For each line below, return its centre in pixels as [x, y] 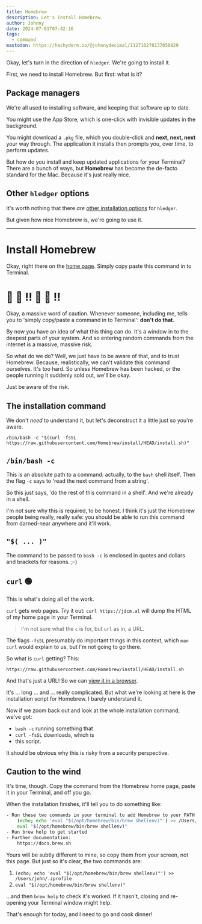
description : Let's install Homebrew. [55, 17]
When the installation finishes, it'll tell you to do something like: [84, 804]
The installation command [56, 406]
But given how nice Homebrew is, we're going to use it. [75, 220]
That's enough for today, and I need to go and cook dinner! [79, 914]
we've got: [19, 716]
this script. [28, 741]
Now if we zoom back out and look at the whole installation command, [93, 710]
